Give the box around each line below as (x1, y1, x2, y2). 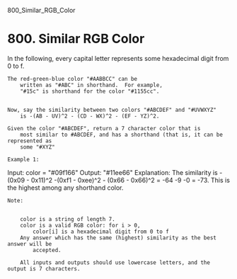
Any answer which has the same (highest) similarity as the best (20, 234, 217, 241)
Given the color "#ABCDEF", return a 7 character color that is (7, 125, 201, 132)
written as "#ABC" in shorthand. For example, (20, 81, 163, 89)
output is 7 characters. (7, 265, 81, 272)
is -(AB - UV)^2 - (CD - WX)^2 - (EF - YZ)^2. (20, 113, 160, 120)
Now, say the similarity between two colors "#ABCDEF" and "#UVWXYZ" (7, 106, 217, 113)
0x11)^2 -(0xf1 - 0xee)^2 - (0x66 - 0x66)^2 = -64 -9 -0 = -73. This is (30, 176, 230, 184)
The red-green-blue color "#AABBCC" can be (7, 75, 138, 82)
